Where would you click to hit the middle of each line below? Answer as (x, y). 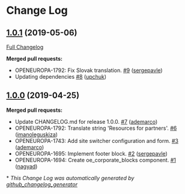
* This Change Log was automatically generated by (70, 178)
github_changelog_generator (42, 184)
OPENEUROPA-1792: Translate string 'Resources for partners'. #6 (96, 128)
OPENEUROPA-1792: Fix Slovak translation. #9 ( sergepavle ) (89, 70)
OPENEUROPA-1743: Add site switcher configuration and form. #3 (97, 141)
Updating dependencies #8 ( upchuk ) (61, 77)
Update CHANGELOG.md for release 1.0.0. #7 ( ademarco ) (86, 121)
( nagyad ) (26, 166)
